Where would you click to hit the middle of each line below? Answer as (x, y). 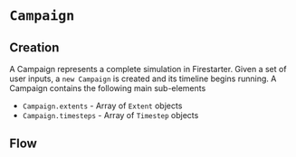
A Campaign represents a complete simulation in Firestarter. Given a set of (148, 69)
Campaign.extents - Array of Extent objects (102, 106)
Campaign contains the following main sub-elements (108, 88)
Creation (34, 47)
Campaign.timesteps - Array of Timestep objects (110, 115)
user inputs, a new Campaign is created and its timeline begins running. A (143, 78)
